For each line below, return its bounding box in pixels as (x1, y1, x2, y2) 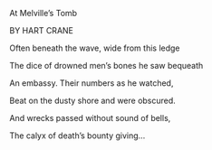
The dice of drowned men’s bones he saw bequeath (9, 61, 204, 70)
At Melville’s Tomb (9, 8, 78, 18)
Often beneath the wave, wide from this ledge (9, 42, 180, 53)
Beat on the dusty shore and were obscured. (9, 95, 177, 106)
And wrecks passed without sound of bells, (9, 113, 171, 123)
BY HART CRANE (9, 25, 74, 35)
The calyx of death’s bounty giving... (9, 130, 146, 141)
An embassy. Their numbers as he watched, (9, 78, 174, 89)
